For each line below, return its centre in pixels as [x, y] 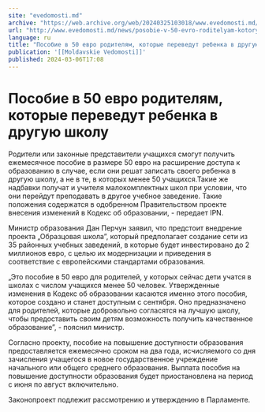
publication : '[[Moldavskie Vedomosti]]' [77, 52]
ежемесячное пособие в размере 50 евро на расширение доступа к [124, 162]
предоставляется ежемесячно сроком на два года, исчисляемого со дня [132, 350]
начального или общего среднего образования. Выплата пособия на [124, 367]
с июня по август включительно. [63, 384]
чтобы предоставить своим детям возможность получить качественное [131, 318]
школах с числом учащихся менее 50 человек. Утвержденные [114, 285]
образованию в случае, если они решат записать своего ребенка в [122, 170]
